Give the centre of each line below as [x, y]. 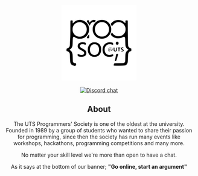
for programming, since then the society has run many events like [99, 137]
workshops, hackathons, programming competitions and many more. [99, 143]
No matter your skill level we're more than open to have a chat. [99, 155]
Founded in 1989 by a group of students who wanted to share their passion [99, 130]
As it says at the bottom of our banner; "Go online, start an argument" [99, 166]
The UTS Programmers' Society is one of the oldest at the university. [99, 124]
